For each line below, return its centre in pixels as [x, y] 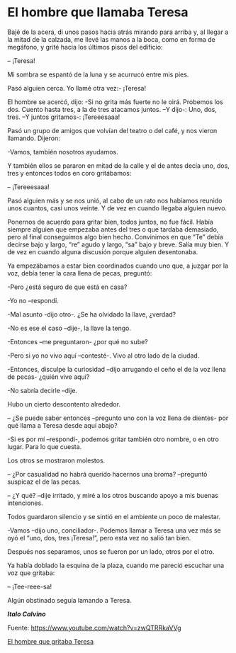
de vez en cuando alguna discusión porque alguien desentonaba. [103, 251]
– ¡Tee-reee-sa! [29, 586]
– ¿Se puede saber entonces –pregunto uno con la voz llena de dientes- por [118, 418]
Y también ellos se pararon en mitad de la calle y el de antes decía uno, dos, [119, 165]
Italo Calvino [27, 614]
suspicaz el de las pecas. [44, 482]
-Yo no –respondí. [33, 300]
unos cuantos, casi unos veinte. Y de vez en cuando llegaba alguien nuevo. [117, 208]
